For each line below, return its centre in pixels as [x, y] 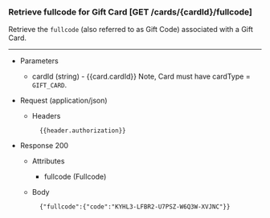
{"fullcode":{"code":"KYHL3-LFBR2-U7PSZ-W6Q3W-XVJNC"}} [135, 207]
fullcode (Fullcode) [75, 177]
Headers [46, 116]
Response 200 [44, 146]
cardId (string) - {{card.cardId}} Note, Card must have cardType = [141, 77]
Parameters [39, 61]
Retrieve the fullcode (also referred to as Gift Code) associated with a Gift [131, 30]
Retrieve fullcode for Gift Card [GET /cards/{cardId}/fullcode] [131, 12]
